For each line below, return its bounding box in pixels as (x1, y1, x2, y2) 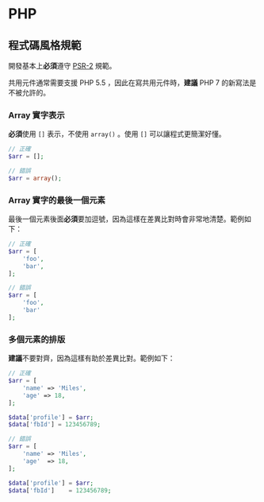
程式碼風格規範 (8, 38, 82, 52)
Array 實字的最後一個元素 (8, 194, 105, 205)
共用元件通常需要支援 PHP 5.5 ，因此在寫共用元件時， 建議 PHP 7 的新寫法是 (8, 78, 257, 88)
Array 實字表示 (8, 109, 65, 120)
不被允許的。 (8, 88, 50, 97)
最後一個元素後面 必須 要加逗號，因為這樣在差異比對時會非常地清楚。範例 (8, 214, 244, 224)
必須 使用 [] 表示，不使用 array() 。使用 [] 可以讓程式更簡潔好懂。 (8, 129, 226, 139)
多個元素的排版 (8, 333, 66, 344)
